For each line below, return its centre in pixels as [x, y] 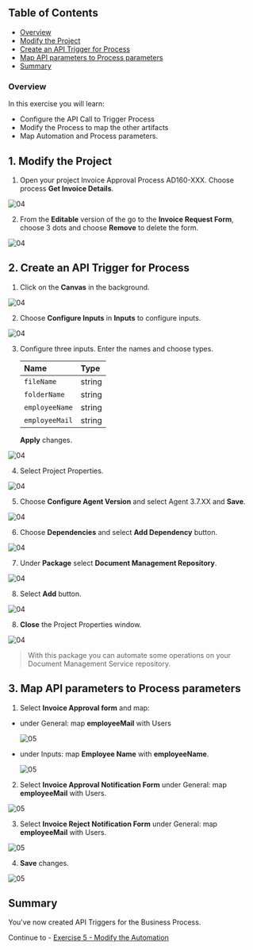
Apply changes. [46, 440]
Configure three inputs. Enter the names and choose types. [117, 348]
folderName [44, 394]
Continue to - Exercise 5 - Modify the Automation [88, 938]
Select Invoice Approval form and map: [84, 708]
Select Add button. [50, 594]
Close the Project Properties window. [80, 624]
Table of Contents [54, 13]
